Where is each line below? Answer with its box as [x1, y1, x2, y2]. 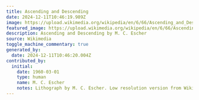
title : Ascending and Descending [6, 8, 89, 15]
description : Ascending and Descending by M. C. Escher [6, 31, 147, 36]
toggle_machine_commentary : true [6, 42, 89, 48]
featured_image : [6, 25, 46, 31]
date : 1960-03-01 [17, 69, 60, 75]
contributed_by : [6, 58, 46, 64]
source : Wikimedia [6, 36, 52, 42]
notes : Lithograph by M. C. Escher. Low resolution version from [17, 85, 182, 91]
